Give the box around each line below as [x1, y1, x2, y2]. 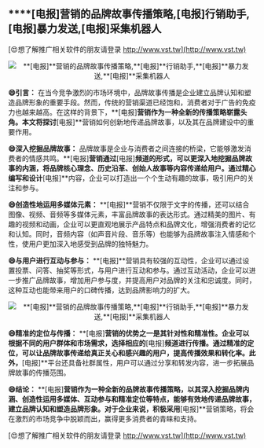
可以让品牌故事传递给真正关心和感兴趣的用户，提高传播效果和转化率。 [21, 348, 249, 358]
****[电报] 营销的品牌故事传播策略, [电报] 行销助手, [8, 7, 250, 21]
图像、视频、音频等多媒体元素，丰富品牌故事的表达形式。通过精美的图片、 [8, 209, 249, 218]
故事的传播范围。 [14, 368, 71, 377]
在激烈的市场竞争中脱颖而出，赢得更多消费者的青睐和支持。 [8, 413, 201, 423]
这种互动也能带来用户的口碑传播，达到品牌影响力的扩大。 [8, 285, 194, 295]
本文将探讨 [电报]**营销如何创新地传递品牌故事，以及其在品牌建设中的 [21, 117, 247, 127]
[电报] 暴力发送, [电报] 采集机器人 [8, 22, 162, 35]
